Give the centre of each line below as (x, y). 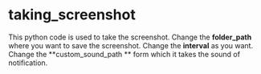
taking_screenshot (72, 15)
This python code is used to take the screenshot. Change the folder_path (130, 37)
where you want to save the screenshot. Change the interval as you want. (131, 45)
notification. (28, 63)
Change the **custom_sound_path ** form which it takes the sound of (124, 54)
